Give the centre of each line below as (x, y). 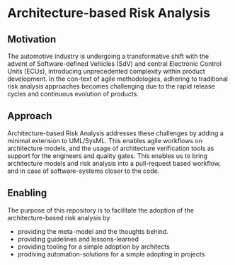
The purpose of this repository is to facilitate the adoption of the (101, 210)
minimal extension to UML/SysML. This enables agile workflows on (105, 140)
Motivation (32, 39)
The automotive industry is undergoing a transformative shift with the (108, 56)
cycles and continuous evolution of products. (73, 94)
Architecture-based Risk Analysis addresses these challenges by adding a (116, 133)
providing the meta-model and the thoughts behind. (93, 231)
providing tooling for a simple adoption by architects (93, 247)
